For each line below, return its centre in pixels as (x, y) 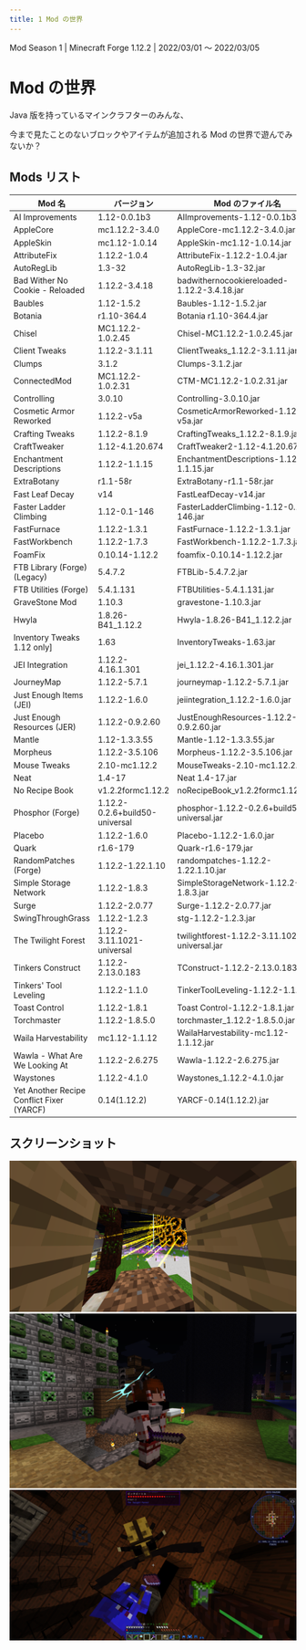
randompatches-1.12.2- (224, 861)
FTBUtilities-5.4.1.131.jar (226, 590)
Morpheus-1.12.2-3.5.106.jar (235, 752)
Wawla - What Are (48, 1055)
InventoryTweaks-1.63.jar (226, 642)
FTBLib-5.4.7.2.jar (212, 572)
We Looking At (41, 1065)
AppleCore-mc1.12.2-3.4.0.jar (236, 230)
